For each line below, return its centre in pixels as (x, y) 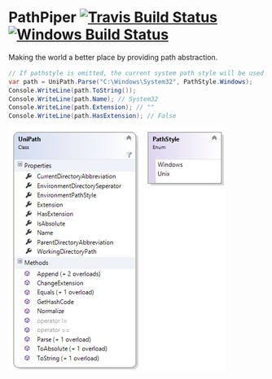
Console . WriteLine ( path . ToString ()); (72, 90)
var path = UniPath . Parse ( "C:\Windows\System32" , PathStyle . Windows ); (131, 81)
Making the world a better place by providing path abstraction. (113, 57)
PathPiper (43, 17)
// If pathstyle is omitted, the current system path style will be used (136, 73)
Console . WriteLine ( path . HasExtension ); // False (92, 116)
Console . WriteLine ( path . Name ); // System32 (83, 99)
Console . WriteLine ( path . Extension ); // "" (81, 107)
